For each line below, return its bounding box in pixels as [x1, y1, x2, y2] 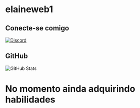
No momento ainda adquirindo [5, 83, 135, 94]
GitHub [5, 52, 28, 60]
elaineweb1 [5, 4, 53, 15]
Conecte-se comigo [5, 24, 69, 32]
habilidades [5, 94, 56, 105]
